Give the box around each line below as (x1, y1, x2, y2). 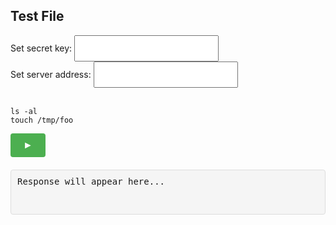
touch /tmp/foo (10, 115, 74, 125)
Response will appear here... (17, 175, 166, 187)
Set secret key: (10, 42, 73, 54)
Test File (10, 8, 65, 25)
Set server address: (10, 68, 92, 80)
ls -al (10, 106, 38, 116)
